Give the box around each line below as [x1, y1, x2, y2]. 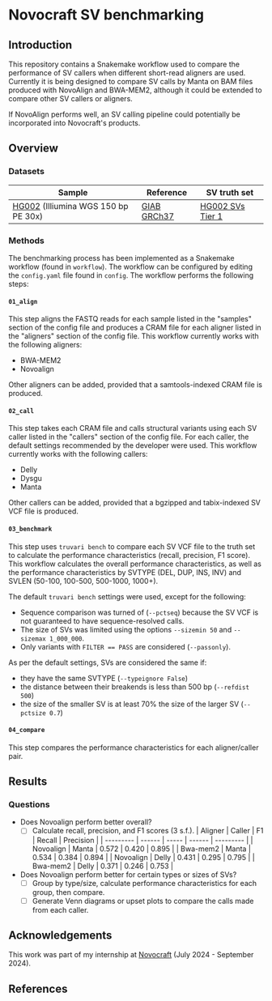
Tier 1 [199, 211, 223, 222]
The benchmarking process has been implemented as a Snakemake [8, 253, 235, 262]
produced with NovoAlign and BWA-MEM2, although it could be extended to [8, 85, 262, 95]
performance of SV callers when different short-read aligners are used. [8, 68, 246, 78]
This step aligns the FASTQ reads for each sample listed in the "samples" [8, 314, 253, 324]
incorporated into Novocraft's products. [8, 118, 141, 127]
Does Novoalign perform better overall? [19, 817, 152, 827]
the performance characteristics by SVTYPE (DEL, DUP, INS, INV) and [8, 567, 241, 577]
